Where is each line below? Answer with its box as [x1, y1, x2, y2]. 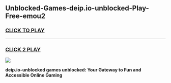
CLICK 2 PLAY [5, 46, 41, 53]
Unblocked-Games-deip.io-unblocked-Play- [5, 4, 149, 13]
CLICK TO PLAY [5, 27, 45, 34]
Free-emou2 [5, 12, 46, 21]
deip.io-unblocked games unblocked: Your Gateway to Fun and [5, 66, 141, 72]
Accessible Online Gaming [5, 72, 63, 78]
